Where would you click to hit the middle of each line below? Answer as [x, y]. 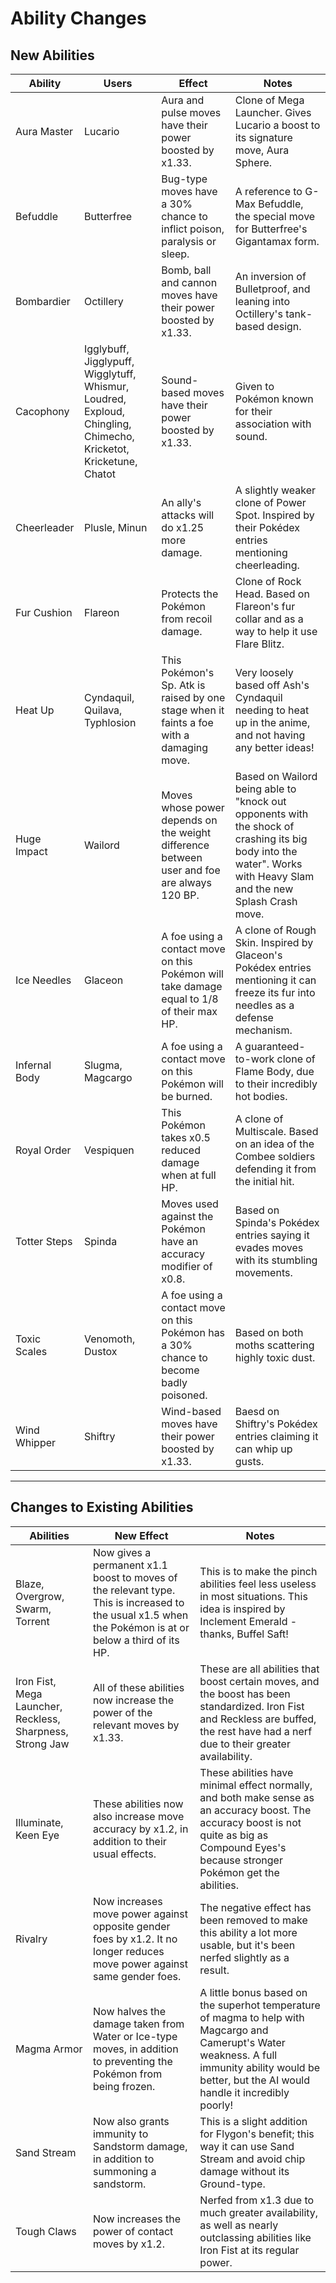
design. [284, 326]
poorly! [216, 2105]
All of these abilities [139, 1687]
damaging [185, 747]
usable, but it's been [247, 1945]
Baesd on [257, 1411]
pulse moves [191, 112]
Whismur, [106, 386]
